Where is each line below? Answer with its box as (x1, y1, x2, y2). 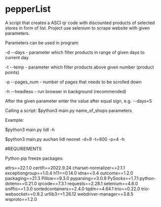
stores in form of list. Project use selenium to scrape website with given (5, 25, 150, 31)
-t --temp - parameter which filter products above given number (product (5, 64, 154, 70)
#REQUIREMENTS (5, 145, 42, 151)
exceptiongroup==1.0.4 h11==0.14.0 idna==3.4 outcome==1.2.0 (5, 170, 133, 176)
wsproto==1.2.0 (5, 196, 37, 202)
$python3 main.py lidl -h (5, 127, 55, 133)
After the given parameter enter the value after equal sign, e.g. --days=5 (5, 98, 152, 104)
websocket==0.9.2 (5, 191, 43, 197)
